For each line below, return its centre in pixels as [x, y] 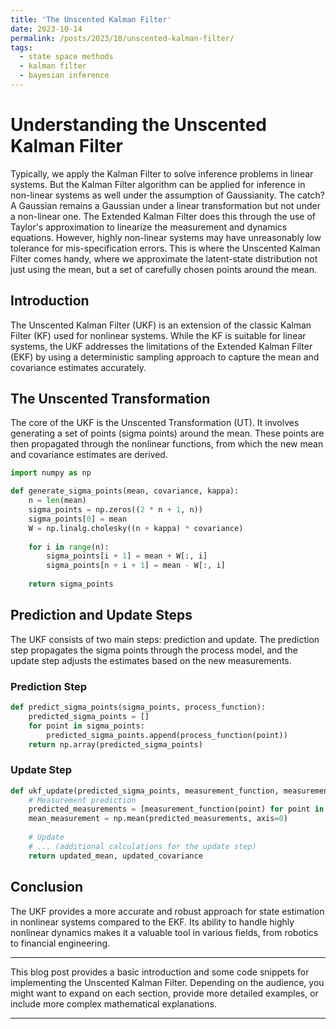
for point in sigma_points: [86, 726]
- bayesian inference [64, 76]
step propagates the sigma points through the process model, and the [154, 650]
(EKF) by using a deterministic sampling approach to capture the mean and [165, 357]
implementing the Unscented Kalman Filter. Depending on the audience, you [167, 982]
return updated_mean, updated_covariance [115, 856]
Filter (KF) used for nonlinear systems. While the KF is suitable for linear [158, 335]
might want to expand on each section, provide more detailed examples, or [164, 993]
